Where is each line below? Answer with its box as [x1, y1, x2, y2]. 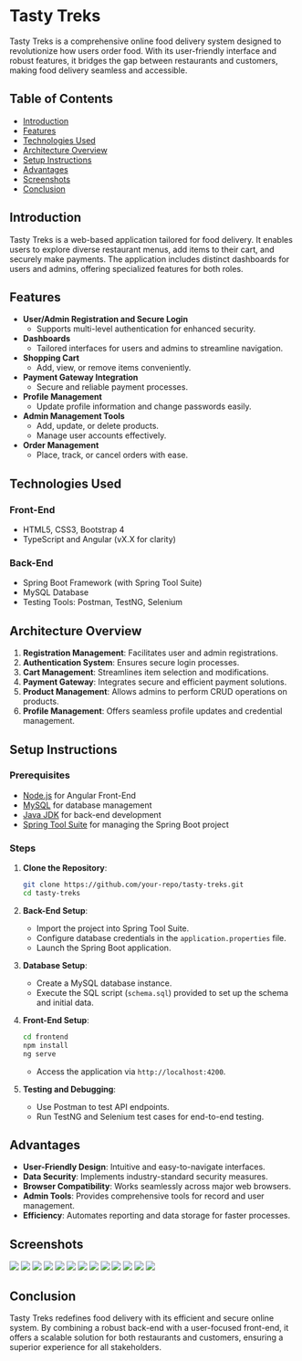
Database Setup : [22, 959, 89, 970]
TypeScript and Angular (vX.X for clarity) [22, 534, 176, 545]
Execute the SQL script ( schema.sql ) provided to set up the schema [36, 987, 289, 998]
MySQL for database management [22, 800, 152, 811]
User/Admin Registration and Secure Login [22, 314, 189, 325]
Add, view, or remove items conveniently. [36, 362, 192, 373]
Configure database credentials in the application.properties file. [36, 932, 286, 943]
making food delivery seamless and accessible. [9, 65, 188, 76]
